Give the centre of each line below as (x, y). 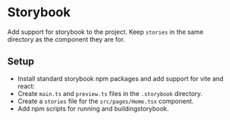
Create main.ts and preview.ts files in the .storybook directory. (110, 93)
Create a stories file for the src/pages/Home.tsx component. (105, 101)
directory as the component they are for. (66, 39)
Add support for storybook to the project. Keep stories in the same (105, 32)
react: (26, 86)
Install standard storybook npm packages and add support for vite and (121, 78)
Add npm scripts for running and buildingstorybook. (93, 108)
